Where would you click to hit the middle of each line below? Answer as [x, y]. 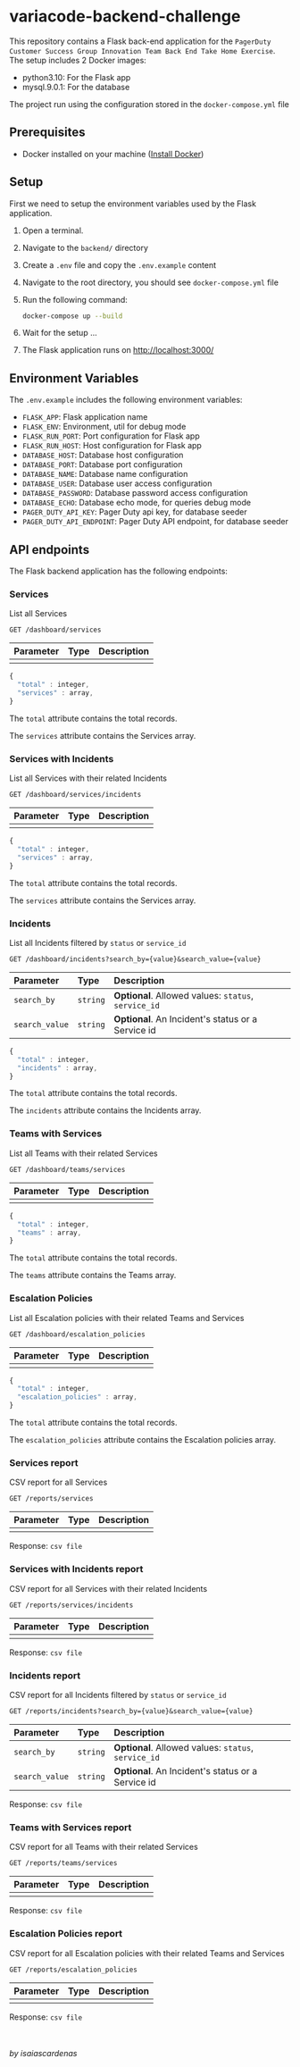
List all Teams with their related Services [83, 1153]
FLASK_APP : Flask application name [85, 417]
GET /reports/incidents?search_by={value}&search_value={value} [131, 1711]
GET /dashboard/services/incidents [75, 795]
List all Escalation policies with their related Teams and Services [127, 1318]
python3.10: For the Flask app [76, 77]
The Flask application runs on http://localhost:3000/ [118, 350]
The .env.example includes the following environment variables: [126, 400]
